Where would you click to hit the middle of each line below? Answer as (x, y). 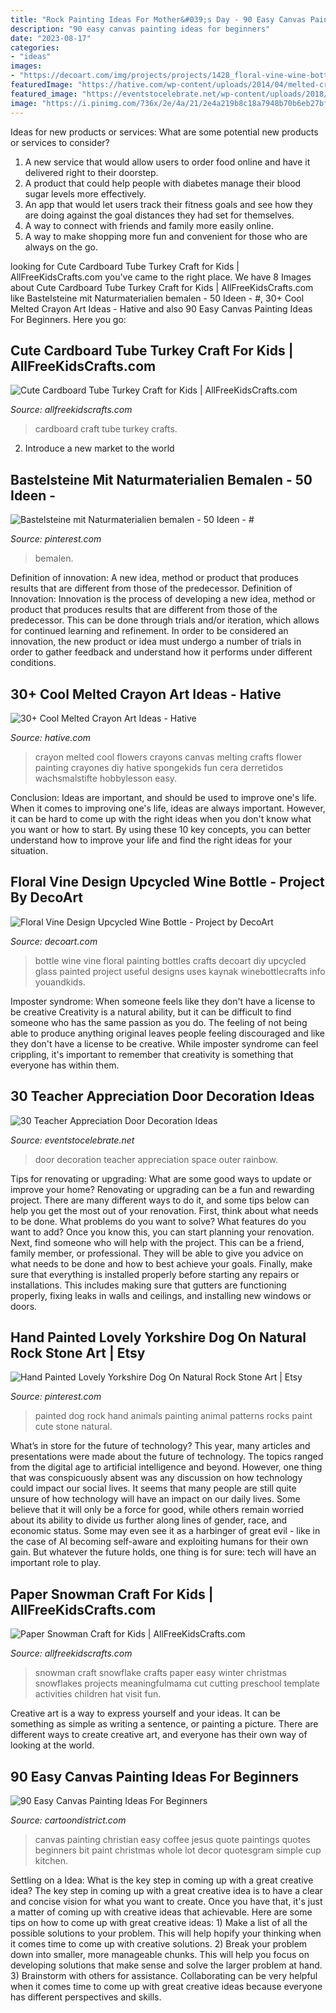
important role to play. (56, 1563)
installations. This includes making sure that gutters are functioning (148, 1285)
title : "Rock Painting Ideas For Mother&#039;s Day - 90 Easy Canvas (158, 19)
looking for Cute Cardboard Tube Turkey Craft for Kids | (125, 266)
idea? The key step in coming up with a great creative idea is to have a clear (166, 1890)
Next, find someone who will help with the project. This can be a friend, (157, 1242)
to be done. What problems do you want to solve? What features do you (158, 1221)
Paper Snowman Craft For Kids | (112, 1594)
